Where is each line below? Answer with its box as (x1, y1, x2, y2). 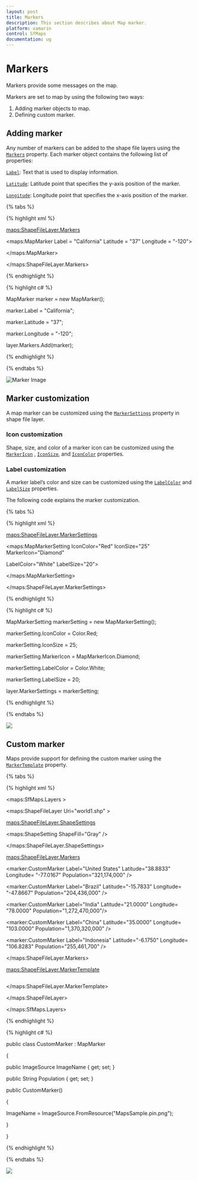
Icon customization (6, 430, 63, 438)
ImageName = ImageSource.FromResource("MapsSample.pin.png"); (6, 1109, 174, 1117)
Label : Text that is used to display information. (6, 168, 119, 176)
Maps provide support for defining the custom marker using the (6, 755, 162, 762)
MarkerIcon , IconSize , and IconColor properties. (6, 450, 124, 457)
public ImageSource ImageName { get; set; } (6, 1063, 115, 1070)
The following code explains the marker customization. (6, 497, 140, 504)
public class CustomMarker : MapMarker (6, 1040, 106, 1047)
